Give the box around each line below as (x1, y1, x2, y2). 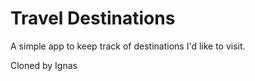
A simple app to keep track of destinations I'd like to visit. (10, 40, 246, 52)
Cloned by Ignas (10, 59, 78, 71)
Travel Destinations (10, 7, 176, 30)
